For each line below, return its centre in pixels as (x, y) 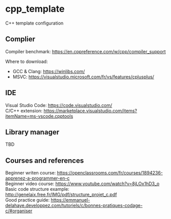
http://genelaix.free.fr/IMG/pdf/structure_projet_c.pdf (61, 194)
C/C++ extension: (24, 111)
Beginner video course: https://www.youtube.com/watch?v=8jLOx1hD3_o (82, 184)
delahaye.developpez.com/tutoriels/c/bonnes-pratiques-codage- (74, 206)
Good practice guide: (28, 200)
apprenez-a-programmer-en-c (38, 178)
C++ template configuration (34, 23)
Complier (20, 39)
